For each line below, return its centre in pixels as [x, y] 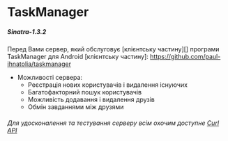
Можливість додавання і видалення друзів [91, 100]
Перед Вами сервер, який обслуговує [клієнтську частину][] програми [113, 49]
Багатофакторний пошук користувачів [84, 92]
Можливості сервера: [50, 78]
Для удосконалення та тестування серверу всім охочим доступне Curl [113, 123]
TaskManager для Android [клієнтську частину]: [78, 57]
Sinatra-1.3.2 [27, 31]
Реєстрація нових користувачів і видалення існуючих [108, 85]
